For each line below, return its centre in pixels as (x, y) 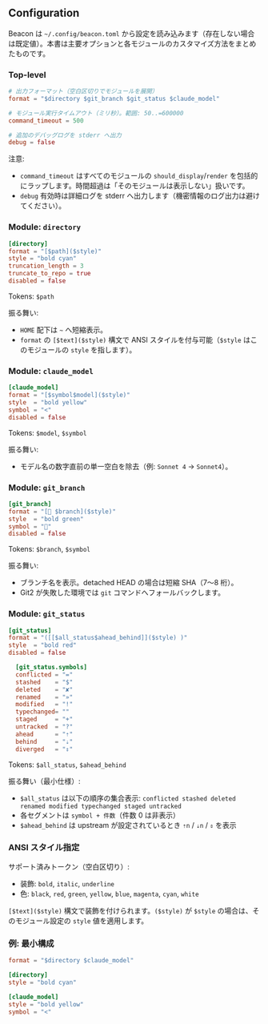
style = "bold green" (46, 519)
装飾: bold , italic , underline (67, 883)
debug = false (32, 143)
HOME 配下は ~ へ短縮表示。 (64, 329)
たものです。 (29, 53)
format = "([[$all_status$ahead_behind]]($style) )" (98, 638)
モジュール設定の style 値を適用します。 (82, 921)
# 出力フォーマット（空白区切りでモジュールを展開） (83, 91)
